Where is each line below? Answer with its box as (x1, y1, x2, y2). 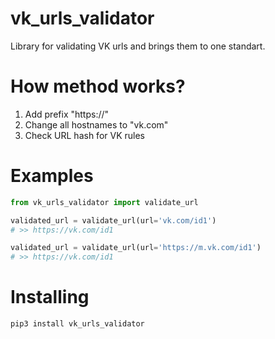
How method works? (10, 75, 186, 98)
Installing (10, 286, 90, 309)
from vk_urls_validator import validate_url (10, 197, 199, 207)
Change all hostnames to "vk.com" (24, 118, 169, 131)
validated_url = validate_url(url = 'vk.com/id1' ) (10, 215, 217, 226)
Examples (10, 165, 94, 187)
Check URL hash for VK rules (24, 129, 145, 141)
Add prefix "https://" (24, 108, 110, 120)
